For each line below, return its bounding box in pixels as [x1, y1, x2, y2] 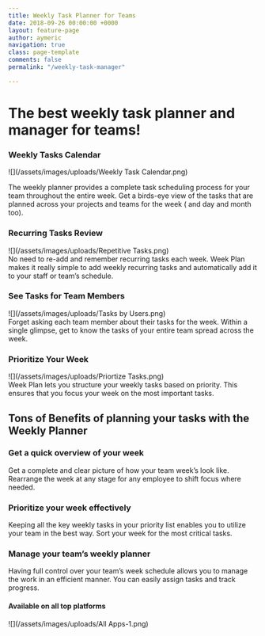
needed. [8, 482, 36, 492]
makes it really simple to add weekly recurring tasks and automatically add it [8, 262, 257, 272]
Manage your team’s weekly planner [8, 548, 151, 559]
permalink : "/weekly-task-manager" [8, 63, 126, 71]
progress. [8, 583, 40, 592]
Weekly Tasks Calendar [8, 149, 101, 160]
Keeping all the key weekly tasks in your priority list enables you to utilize [8, 520, 247, 530]
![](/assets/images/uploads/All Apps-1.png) [8, 619, 149, 628]
